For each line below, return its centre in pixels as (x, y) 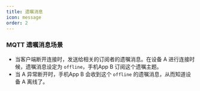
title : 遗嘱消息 (25, 12)
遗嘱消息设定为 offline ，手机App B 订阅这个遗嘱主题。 (94, 66)
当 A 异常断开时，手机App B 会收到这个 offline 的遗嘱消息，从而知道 (100, 74)
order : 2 (17, 23)
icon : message (24, 17)
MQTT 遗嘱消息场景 (35, 45)
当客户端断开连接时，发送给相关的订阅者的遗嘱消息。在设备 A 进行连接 (102, 59)
